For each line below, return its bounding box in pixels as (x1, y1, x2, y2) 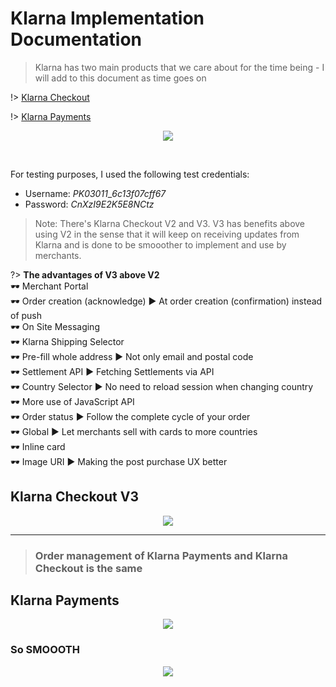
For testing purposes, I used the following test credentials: (10, 168, 250, 180)
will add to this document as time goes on (34, 72, 207, 84)
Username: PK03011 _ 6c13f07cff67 (24, 187, 167, 199)
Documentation (10, 28, 143, 51)
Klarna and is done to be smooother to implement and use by (34, 238, 287, 251)
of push (10, 309, 43, 321)
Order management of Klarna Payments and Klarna (34, 548, 288, 562)
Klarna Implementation (10, 7, 205, 30)
